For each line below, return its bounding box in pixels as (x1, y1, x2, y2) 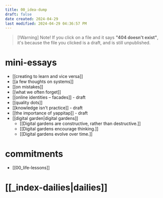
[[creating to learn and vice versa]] (12, 74, 83, 79)
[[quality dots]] (12, 100, 43, 106)
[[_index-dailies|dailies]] (5, 182, 107, 193)
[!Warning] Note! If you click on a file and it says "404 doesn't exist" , (17, 35, 159, 40)
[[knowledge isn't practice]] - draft (12, 105, 83, 111)
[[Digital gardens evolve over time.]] (19, 131, 93, 137)
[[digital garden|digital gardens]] (12, 116, 78, 121)
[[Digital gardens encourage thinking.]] (19, 126, 98, 132)
